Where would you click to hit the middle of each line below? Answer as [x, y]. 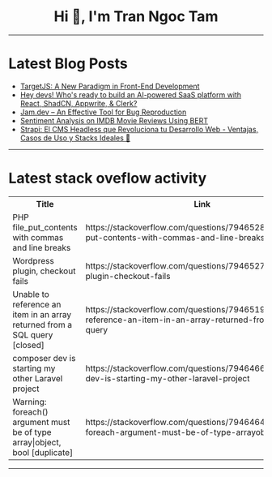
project [26, 389]
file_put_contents [45, 227]
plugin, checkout [44, 271]
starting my [34, 368]
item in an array [42, 314]
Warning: [30, 402]
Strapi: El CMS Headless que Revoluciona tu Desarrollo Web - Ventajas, [139, 129]
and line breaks [42, 247]
